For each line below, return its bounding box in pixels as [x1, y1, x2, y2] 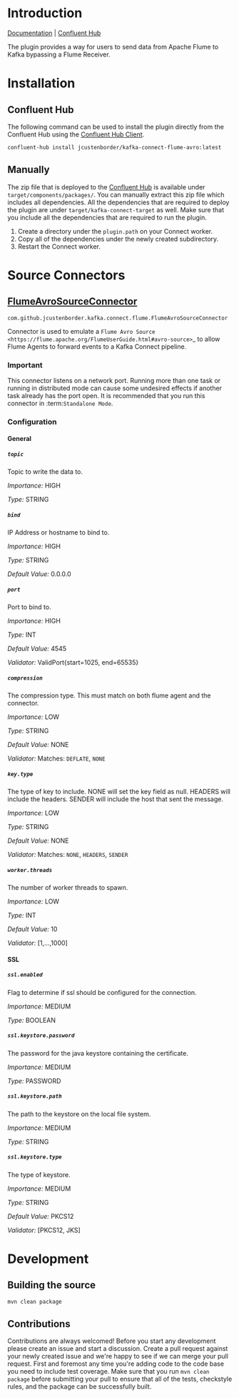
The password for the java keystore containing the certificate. [7, 1048, 189, 1057]
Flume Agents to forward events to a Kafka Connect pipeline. [7, 342, 187, 351]
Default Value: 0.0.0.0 [7, 570, 71, 578]
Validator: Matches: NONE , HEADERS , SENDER [7, 851, 128, 859]
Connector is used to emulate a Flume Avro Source [7, 327, 156, 335]
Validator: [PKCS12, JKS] [7, 1226, 81, 1234]
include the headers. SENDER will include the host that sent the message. [7, 795, 223, 803]
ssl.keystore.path [7, 1093, 62, 1100]
